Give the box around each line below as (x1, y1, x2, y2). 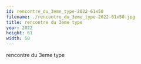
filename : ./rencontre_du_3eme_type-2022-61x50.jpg (6, 14, 135, 20)
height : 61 (6, 30, 33, 36)
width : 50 (6, 35, 31, 41)
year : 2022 (6, 24, 33, 31)
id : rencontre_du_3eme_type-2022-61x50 (6, 8, 104, 15)
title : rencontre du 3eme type (6, 19, 83, 25)
